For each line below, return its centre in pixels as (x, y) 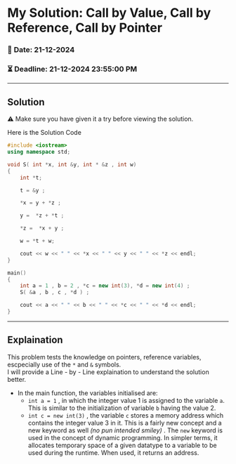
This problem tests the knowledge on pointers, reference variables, (104, 357)
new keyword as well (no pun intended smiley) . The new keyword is (125, 430)
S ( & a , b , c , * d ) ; (55, 293)
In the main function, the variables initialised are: (87, 393)
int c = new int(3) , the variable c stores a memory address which (126, 415)
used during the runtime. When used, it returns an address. (113, 452)
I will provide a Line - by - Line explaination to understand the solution (108, 372)
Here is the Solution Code (45, 133)
